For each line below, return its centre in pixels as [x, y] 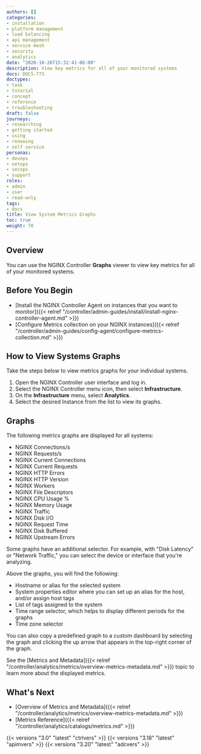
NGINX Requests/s [38, 454]
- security [20, 51]
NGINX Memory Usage [44, 505]
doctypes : [19, 79]
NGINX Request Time [41, 524]
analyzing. [19, 562]
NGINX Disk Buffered [41, 531]
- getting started [29, 130]
